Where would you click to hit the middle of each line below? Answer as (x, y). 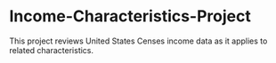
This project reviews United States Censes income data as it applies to (138, 41)
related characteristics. (52, 50)
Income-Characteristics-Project (130, 16)
